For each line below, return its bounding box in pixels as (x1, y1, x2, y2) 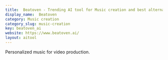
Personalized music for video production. (5, 48, 90, 55)
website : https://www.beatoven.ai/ (5, 30, 79, 35)
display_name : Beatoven (5, 12, 57, 17)
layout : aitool (5, 35, 37, 40)
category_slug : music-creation (5, 21, 70, 26)
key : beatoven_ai (5, 26, 41, 31)
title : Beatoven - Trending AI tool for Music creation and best (5, 7, 146, 12)
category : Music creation (5, 16, 59, 21)
